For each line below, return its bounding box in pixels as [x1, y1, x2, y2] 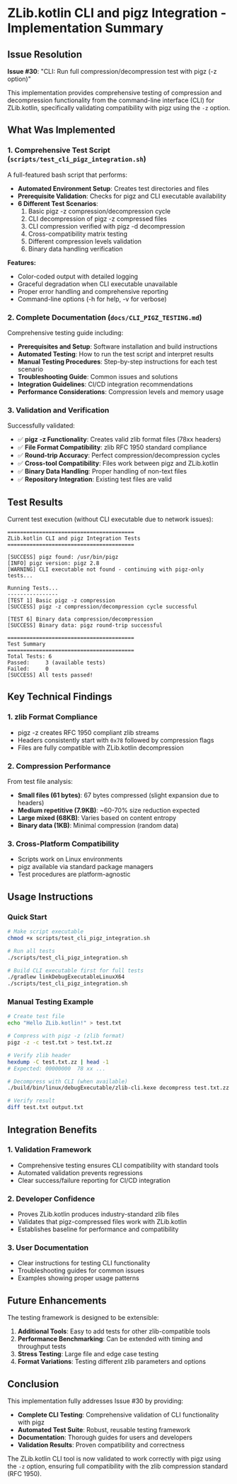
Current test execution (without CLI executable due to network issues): [7, 515, 214, 523]
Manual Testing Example [7, 997, 94, 1007]
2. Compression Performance [7, 761, 111, 771]
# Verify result [7, 1097, 55, 1105]
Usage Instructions [7, 890, 93, 902]
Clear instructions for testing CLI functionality [17, 1259, 151, 1267]
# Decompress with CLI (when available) [7, 1078, 129, 1085]
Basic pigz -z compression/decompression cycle [28, 207, 171, 215]
